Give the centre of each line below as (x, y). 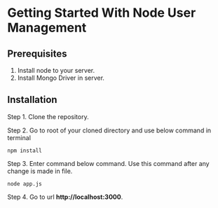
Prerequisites (37, 54)
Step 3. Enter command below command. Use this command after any (108, 163)
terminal (19, 137)
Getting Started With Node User (102, 13)
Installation (32, 100)
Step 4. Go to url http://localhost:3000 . (65, 197)
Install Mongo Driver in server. (61, 78)
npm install (25, 151)
